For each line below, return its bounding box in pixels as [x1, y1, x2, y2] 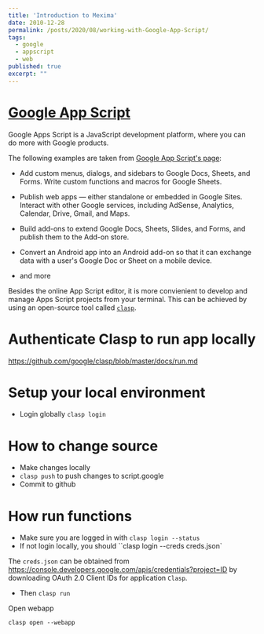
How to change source [8, 437, 159, 455]
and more [19, 271, 51, 280]
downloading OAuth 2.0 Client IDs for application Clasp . [8, 574, 188, 583]
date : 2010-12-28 [8, 19, 65, 27]
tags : [8, 33, 26, 42]
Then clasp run [19, 588, 71, 598]
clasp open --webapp [8, 619, 76, 627]
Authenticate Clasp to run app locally [8, 330, 256, 348]
